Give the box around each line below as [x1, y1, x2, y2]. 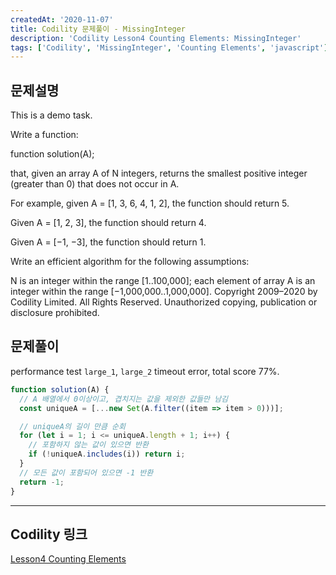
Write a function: [10, 129, 79, 141]
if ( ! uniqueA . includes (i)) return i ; [28, 449, 186, 460]
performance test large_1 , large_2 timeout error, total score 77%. [10, 365, 280, 377]
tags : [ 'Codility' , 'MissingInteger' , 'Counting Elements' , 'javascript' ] [10, 42, 329, 53]
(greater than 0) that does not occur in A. [10, 178, 180, 190]
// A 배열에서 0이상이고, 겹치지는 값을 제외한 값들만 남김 [19, 394, 229, 404]
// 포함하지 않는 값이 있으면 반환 [28, 440, 149, 450]
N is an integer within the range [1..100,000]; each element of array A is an [10, 275, 316, 287]
